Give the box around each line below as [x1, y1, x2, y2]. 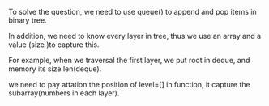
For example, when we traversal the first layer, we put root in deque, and [8, 56, 250, 65]
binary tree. [8, 15, 47, 25]
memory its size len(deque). [8, 64, 102, 74]
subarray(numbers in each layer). [8, 88, 120, 98]
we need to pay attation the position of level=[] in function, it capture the [8, 80, 250, 89]
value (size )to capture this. [8, 40, 100, 49]
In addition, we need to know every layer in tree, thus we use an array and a [8, 32, 262, 40]
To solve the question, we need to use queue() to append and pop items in [8, 7, 257, 16]
